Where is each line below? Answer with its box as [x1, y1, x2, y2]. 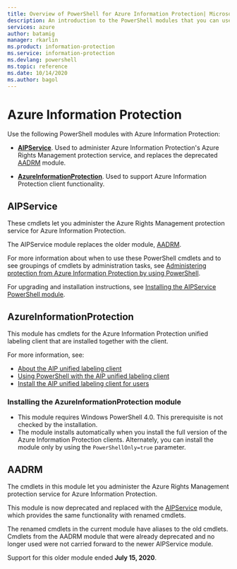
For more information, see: [7, 351, 85, 359]
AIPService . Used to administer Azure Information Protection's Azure [17, 143, 219, 152]
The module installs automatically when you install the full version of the [17, 428, 228, 437]
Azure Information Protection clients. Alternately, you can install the [17, 435, 214, 444]
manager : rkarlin [7, 37, 59, 44]
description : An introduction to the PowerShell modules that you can [7, 17, 219, 24]
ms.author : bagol [7, 76, 59, 83]
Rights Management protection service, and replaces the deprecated [17, 151, 218, 160]
